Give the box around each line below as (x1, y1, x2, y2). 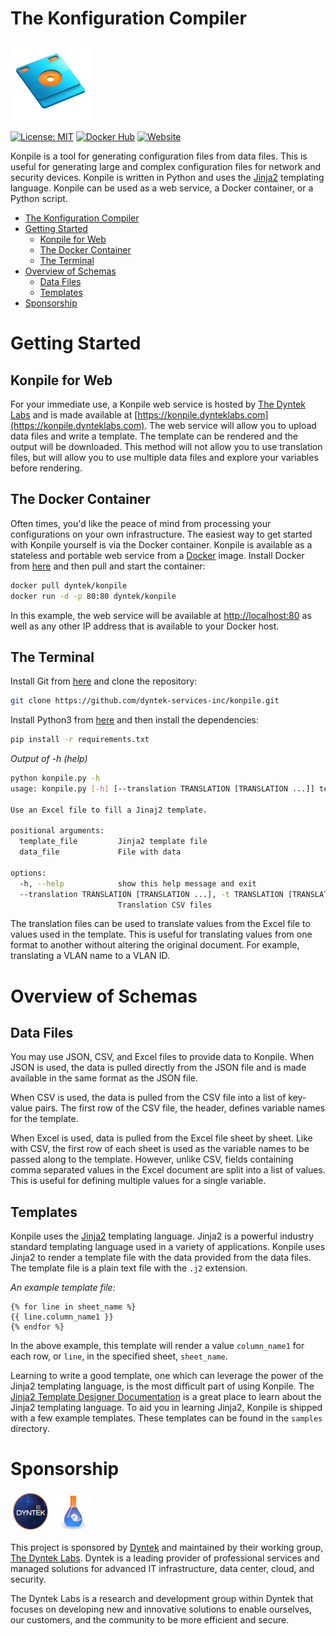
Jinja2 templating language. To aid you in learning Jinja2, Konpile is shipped (10, 1402, 323, 1414)
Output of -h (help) (10, 753, 88, 765)
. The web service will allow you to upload (144, 419, 317, 431)
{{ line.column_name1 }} (10, 1312, 114, 1322)
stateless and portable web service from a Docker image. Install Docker (10, 549, 305, 561)
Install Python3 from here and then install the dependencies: (10, 714, 260, 726)
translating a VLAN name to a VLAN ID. (10, 950, 170, 962)
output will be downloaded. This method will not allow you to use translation (10, 440, 323, 452)
